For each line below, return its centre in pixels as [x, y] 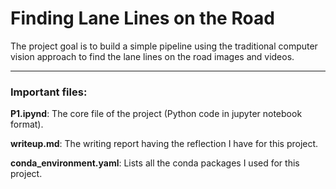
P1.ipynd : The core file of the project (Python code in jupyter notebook [156, 114]
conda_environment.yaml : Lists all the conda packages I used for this [155, 163]
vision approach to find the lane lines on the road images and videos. [152, 56]
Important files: [49, 92]
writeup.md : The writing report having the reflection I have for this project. [164, 144]
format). [27, 124]
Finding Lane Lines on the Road [142, 18]
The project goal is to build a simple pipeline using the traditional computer [164, 46]
